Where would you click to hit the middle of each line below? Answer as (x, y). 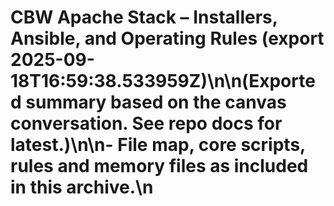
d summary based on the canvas (148, 102)
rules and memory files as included (159, 166)
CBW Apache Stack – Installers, (144, 17)
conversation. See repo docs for (146, 123)
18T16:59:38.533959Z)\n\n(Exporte (163, 81)
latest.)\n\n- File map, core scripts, (158, 145)
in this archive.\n (82, 187)
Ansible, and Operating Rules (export (167, 38)
